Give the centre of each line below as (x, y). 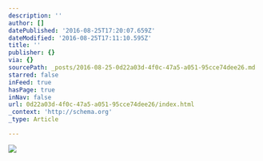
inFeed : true (30, 82)
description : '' (35, 16)
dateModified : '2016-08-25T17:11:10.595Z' (80, 38)
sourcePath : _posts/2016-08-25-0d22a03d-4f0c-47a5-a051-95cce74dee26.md (132, 68)
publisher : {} (32, 53)
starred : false (34, 75)
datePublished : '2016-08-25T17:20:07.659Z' (82, 30)
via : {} (21, 61)
